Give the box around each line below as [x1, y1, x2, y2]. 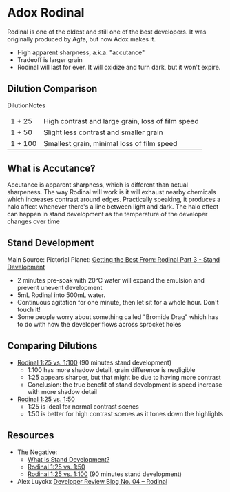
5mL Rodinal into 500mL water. [17, 291, 105, 299]
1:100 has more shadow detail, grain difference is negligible [27, 365, 196, 373]
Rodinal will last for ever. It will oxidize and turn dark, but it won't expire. [17, 63, 221, 71]
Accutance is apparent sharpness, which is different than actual [7, 181, 188, 189]
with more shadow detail [27, 387, 98, 396]
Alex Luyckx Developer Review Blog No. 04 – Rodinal [17, 477, 167, 485]
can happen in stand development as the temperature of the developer [7, 210, 208, 218]
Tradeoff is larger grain [17, 55, 83, 63]
